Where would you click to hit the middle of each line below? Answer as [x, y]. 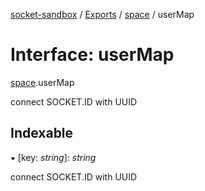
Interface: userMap [92, 55]
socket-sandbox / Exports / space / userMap [102, 14]
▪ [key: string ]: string [53, 157]
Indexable [42, 133]
